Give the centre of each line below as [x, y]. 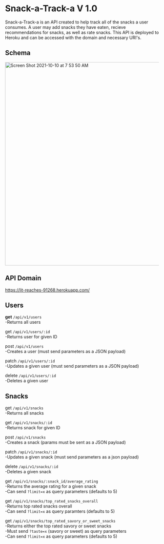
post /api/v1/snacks [26, 437]
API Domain [23, 278]
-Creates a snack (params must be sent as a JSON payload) [65, 442]
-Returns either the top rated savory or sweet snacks [58, 526]
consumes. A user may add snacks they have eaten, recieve [65, 27]
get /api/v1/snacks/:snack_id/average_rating [52, 481]
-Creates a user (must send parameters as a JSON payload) [65, 352]
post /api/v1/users [24, 346]
